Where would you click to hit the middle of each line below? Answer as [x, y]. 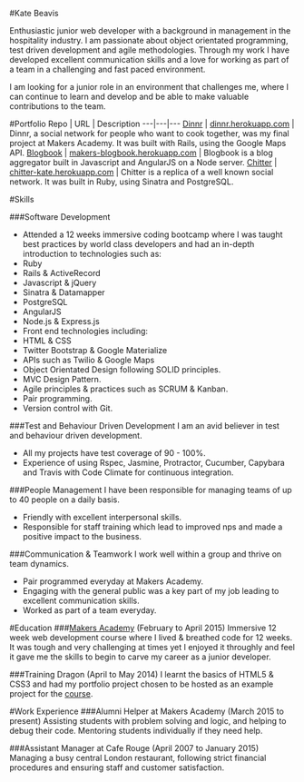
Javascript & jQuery [59, 282]
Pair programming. [57, 398]
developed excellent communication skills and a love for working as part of [149, 59]
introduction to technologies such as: [92, 254]
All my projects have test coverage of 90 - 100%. [114, 453]
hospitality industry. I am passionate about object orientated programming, [149, 40]
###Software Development [60, 217]
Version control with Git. [68, 408]
